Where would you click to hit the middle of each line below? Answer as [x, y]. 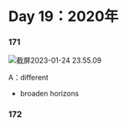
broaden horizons [49, 94]
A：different [29, 78]
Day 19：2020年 [63, 16]
